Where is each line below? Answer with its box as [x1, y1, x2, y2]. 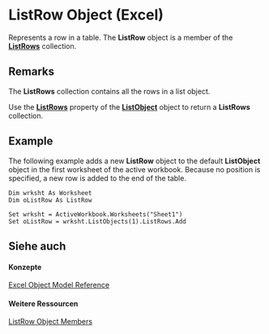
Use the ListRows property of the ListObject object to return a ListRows [8, 102, 251, 111]
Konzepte [8, 262, 42, 271]
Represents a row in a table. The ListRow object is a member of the [8, 33, 233, 42]
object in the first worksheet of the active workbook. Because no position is [8, 164, 261, 174]
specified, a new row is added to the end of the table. [8, 173, 186, 183]
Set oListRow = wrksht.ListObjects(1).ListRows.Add [8, 217, 186, 225]
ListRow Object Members [8, 317, 93, 327]
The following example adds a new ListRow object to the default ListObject [8, 156, 261, 166]
